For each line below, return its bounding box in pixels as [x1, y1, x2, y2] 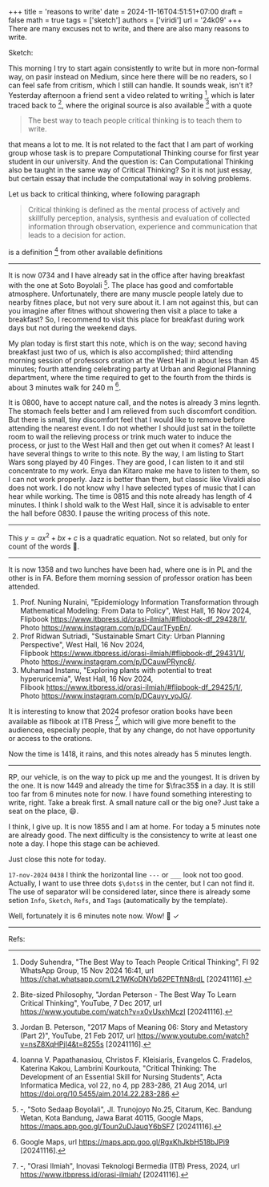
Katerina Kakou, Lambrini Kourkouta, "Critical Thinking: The [19, 1063, 217, 1073]
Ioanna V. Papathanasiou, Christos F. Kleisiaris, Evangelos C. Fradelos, [19, 1055, 253, 1064]
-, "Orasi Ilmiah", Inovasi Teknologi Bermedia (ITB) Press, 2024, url [19, 1161, 240, 1170]
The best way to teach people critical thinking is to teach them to [27, 115, 243, 125]
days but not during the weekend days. [8, 322, 138, 332]
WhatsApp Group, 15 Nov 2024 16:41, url [19, 966, 155, 975]
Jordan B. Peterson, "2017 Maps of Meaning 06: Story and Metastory [19, 1022, 248, 1031]
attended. [8, 581, 40, 591]
